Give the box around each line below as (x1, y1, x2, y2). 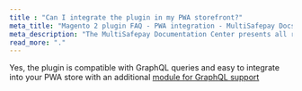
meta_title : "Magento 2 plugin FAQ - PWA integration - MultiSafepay (9, 21, 276, 30)
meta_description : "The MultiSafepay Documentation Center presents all (9, 29, 288, 38)
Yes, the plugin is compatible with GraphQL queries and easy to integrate (9, 62, 280, 73)
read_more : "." (9, 37, 67, 47)
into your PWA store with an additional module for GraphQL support (9, 72, 260, 83)
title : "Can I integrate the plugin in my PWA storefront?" (9, 12, 244, 22)
